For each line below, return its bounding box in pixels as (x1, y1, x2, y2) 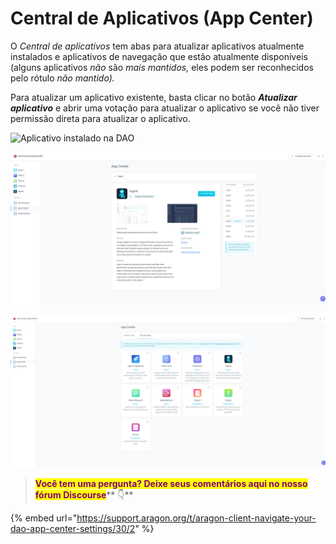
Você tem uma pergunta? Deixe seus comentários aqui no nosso (34, 478, 308, 490)
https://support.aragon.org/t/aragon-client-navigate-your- (76, 512, 317, 524)
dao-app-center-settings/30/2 (10, 523, 136, 535)
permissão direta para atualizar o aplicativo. (10, 112, 191, 124)
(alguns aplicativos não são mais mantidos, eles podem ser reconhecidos (10, 61, 314, 73)
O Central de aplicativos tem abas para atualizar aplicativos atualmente (10, 40, 305, 52)
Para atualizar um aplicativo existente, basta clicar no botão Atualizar (10, 91, 298, 103)
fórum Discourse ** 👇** (34, 489, 134, 501)
